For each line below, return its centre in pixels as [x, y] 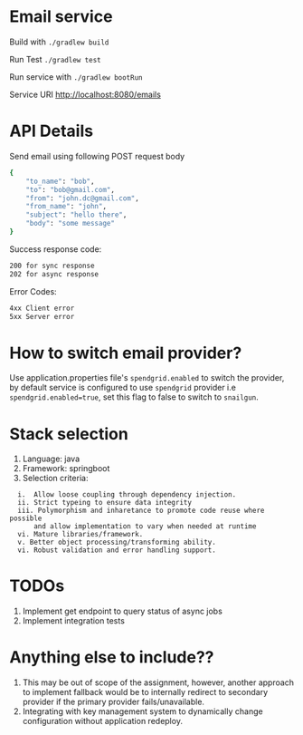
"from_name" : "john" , [66, 207]
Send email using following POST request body [97, 156]
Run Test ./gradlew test [55, 59]
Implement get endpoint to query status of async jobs [123, 611]
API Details [51, 131]
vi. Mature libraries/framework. [80, 535]
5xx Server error [42, 316]
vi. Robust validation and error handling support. [117, 550]
